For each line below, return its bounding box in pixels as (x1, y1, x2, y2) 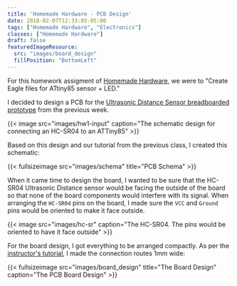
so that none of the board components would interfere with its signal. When (7, 190, 229, 200)
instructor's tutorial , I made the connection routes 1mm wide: (7, 249, 186, 257)
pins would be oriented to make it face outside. (7, 206, 145, 215)
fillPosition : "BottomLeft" (14, 57, 98, 64)
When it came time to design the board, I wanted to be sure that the (7, 175, 206, 184)
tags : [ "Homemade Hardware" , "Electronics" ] (7, 24, 142, 31)
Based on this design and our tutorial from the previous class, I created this (7, 141, 228, 149)
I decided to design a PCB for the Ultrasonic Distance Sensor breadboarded (7, 98, 230, 106)
